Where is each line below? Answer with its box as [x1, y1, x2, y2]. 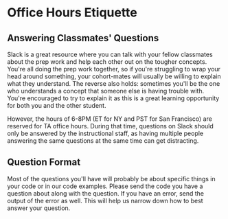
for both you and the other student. [7, 102, 106, 109]
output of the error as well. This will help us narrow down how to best [7, 196, 204, 205]
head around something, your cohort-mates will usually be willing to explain [7, 72, 221, 80]
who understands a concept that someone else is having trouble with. [7, 87, 205, 95]
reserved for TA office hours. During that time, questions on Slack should [7, 122, 214, 130]
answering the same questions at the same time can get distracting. [7, 137, 199, 145]
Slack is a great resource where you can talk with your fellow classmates [7, 50, 213, 58]
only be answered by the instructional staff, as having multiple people [7, 129, 204, 137]
